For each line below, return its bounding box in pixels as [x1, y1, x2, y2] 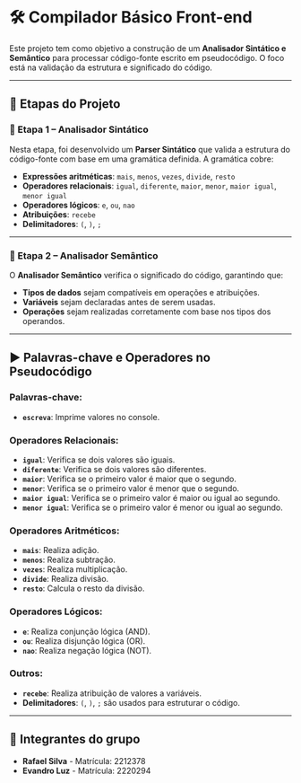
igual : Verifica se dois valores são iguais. [21, 454, 176, 465]
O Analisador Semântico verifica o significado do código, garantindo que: [9, 269, 284, 280]
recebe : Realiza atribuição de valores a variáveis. [21, 688, 202, 699]
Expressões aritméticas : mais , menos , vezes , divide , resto [21, 171, 236, 181]
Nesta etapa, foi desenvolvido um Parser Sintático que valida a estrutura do [9, 144, 291, 154]
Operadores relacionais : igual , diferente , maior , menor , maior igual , [21, 180, 277, 191]
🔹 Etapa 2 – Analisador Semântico [9, 249, 159, 261]
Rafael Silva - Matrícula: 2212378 [21, 755, 146, 766]
